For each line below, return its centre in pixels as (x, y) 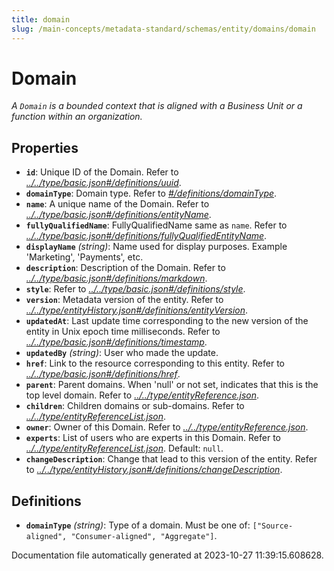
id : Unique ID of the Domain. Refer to (102, 172)
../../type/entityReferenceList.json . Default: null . (124, 448)
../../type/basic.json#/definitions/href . (103, 374)
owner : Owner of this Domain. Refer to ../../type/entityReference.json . (167, 427)
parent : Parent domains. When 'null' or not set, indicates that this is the (172, 385)
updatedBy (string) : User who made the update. (122, 353)
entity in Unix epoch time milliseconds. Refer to (123, 332)
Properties (45, 147)
